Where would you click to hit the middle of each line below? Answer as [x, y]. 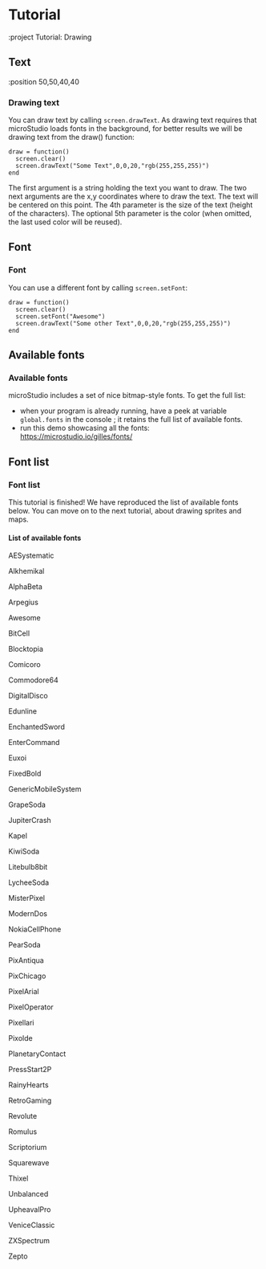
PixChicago [27, 976]
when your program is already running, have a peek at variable [123, 411]
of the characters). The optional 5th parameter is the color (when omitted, [130, 214]
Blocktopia [26, 649]
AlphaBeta [25, 587]
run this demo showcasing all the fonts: [85, 428]
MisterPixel [27, 899]
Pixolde [21, 1038]
